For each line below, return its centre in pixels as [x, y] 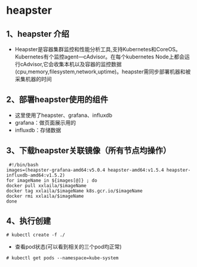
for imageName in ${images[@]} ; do [52, 180]
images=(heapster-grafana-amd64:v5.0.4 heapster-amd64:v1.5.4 [85, 170]
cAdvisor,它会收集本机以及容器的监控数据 [71, 64]
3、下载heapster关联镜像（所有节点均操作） [89, 150]
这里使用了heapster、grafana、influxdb [63, 115]
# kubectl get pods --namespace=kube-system [62, 258]
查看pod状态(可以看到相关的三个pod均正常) [68, 247]
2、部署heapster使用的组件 [57, 100]
